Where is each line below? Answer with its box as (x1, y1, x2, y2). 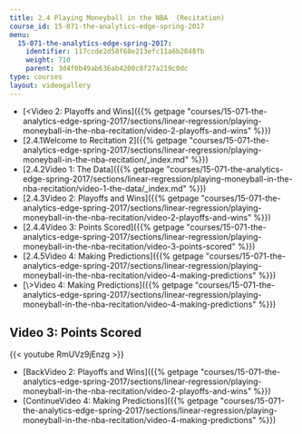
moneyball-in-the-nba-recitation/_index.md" (22, 153, 189, 164)
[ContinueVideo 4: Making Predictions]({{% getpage (22, 396, 219, 407)
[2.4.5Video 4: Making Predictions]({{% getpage (22, 251, 204, 261)
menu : (9, 30, 30, 39)
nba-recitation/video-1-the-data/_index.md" (22, 182, 188, 193)
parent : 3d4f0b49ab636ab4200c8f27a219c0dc (25, 64, 189, 74)
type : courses (9, 73, 63, 82)
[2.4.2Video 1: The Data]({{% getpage (22, 163, 165, 174)
